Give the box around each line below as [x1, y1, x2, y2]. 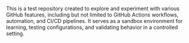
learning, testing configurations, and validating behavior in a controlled [6, 24, 178, 31]
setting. [6, 30, 25, 37]
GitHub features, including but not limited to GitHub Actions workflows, [6, 11, 179, 18]
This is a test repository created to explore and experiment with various [6, 5, 180, 12]
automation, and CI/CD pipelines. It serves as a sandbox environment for [6, 18, 183, 24]
